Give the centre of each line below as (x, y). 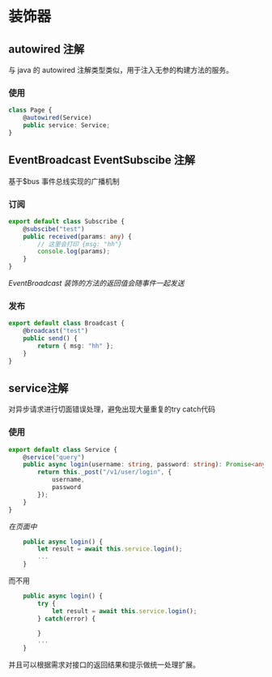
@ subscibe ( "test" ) (54, 229)
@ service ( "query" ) (54, 457)
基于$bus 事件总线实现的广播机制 (64, 181)
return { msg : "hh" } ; (76, 346)
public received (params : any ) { (77, 236)
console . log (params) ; (74, 252)
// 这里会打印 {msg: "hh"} (80, 244)
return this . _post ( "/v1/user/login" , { (105, 472)
